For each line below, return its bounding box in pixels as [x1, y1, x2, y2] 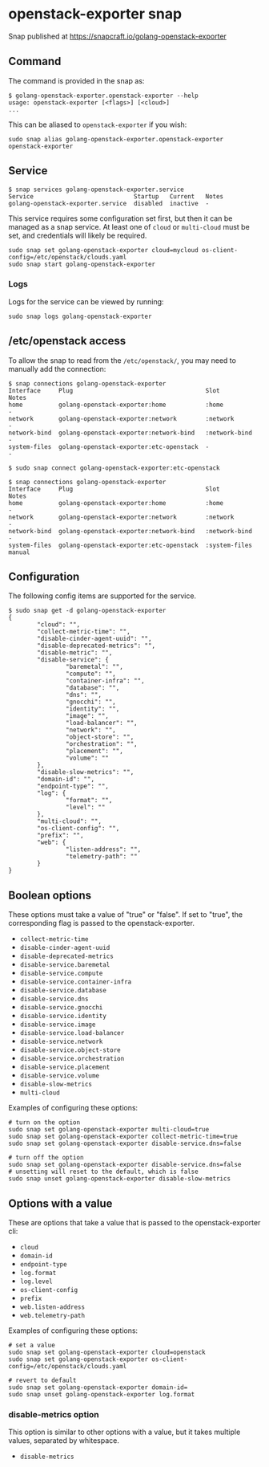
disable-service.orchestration [19, 1055, 125, 1063]
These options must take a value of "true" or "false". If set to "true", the [8, 910, 243, 919]
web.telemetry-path [19, 1312, 86, 1320]
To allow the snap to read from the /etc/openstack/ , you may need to [8, 355, 236, 365]
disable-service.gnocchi [19, 1004, 103, 1012]
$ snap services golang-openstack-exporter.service [8, 185, 184, 194]
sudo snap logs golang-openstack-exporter [8, 312, 152, 320]
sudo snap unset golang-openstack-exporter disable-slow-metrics [8, 1175, 231, 1183]
